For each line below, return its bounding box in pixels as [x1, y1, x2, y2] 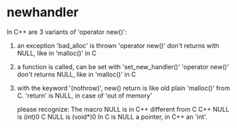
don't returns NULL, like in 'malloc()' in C [16, 70, 136, 78]
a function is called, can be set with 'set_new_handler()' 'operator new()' [16, 62, 229, 71]
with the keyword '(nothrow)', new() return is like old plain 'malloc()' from [16, 83, 231, 92]
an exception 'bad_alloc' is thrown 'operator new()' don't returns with [16, 41, 219, 50]
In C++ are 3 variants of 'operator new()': [6, 28, 127, 36]
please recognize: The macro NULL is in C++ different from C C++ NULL [16, 105, 230, 113]
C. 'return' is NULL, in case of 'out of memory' [16, 91, 153, 100]
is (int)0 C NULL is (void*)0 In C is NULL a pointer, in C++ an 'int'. [16, 112, 208, 121]
